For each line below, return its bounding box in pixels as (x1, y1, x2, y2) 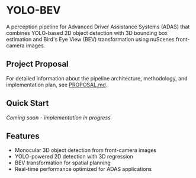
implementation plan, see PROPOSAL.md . (6, 81, 108, 88)
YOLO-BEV (6, 4, 61, 17)
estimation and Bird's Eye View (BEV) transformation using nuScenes (6, 35, 175, 43)
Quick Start (6, 98, 49, 108)
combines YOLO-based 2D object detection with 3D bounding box (6, 29, 168, 36)
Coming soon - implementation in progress (6, 114, 111, 121)
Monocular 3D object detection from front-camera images (14, 147, 157, 154)
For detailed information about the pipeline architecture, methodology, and (6, 75, 188, 82)
